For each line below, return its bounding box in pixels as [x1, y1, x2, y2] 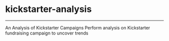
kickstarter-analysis [5, 3, 92, 15]
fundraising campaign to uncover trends [5, 30, 89, 36]
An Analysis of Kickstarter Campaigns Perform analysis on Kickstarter [5, 24, 150, 30]
